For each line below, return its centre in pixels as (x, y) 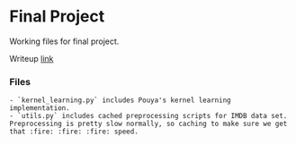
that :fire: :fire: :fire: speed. (74, 132)
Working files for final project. (64, 41)
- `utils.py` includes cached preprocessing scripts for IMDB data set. (148, 116)
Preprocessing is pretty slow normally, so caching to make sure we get (148, 124)
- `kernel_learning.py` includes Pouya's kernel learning (120, 100)
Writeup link (31, 58)
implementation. (40, 108)
